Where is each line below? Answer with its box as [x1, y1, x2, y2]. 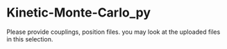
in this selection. [6, 35, 53, 43]
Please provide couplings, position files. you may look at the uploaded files [6, 28, 221, 36]
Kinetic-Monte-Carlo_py [6, 5, 151, 21]
